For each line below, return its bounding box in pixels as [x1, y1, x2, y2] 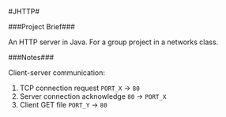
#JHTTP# [8, 7, 40, 16]
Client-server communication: [8, 68, 105, 77]
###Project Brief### [8, 22, 75, 31]
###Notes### [8, 53, 55, 62]
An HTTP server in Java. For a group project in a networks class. [8, 37, 219, 47]
